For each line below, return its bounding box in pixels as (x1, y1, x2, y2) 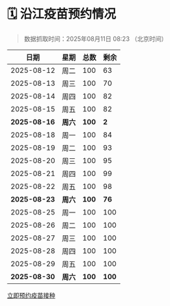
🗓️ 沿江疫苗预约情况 (7, 6, 117, 22)
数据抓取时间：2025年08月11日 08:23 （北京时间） (23, 34, 168, 43)
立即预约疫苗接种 (7, 291, 56, 299)
